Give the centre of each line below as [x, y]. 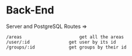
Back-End [30, 10]
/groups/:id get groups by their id [66, 47]
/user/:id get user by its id [61, 42]
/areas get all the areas [65, 37]
